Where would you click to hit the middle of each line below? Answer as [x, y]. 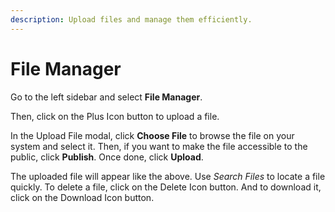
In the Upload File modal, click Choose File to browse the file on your [152, 135]
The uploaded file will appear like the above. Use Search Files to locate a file [168, 176]
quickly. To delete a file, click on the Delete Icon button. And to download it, [166, 187]
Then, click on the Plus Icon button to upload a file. [115, 116]
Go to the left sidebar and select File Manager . [106, 97]
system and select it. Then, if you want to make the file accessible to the [159, 146]
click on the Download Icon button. [82, 197]
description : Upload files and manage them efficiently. [131, 19]
